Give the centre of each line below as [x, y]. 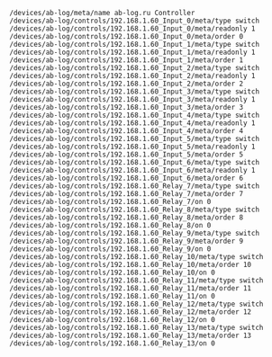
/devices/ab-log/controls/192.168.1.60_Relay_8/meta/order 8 [127, 218]
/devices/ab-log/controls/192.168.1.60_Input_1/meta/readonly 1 [132, 52]
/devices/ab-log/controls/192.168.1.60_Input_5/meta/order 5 [127, 155]
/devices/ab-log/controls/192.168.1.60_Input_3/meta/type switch [134, 92]
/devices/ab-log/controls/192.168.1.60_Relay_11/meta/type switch [136, 281]
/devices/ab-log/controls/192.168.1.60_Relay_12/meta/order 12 [131, 312]
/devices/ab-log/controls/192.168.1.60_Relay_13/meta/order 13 [131, 335]
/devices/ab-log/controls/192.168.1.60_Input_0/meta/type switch [134, 21]
